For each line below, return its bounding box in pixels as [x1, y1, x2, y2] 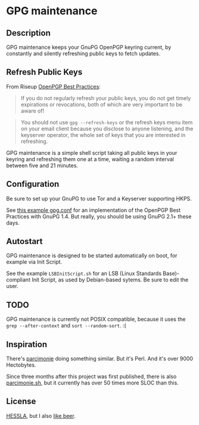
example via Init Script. [6, 258, 63, 265]
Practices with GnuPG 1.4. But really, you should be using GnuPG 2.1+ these [6, 212, 192, 220]
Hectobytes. [6, 361, 36, 368]
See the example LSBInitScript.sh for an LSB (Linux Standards [6, 270, 162, 277]
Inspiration [6, 339, 48, 349]
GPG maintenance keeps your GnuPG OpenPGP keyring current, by [6, 43, 172, 51]
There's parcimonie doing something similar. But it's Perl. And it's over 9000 [6, 355, 194, 362]
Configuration [6, 179, 60, 189]
